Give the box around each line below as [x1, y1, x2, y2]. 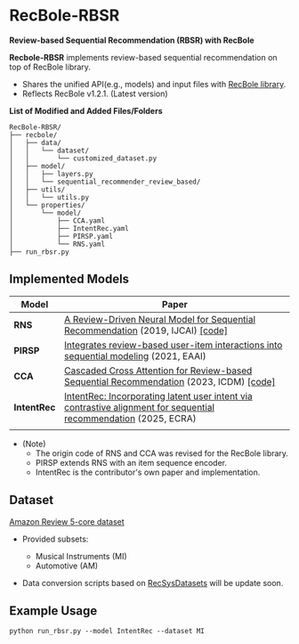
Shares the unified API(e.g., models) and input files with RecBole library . [21, 78, 287, 89]
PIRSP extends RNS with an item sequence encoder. [35, 457, 228, 468]
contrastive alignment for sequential [63, 401, 215, 413]
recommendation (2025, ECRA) [63, 412, 197, 424]
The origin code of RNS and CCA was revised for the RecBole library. [35, 447, 289, 459]
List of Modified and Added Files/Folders [9, 105, 163, 116]
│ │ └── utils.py [9, 192, 90, 201]
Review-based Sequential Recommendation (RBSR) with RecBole [9, 35, 255, 45]
